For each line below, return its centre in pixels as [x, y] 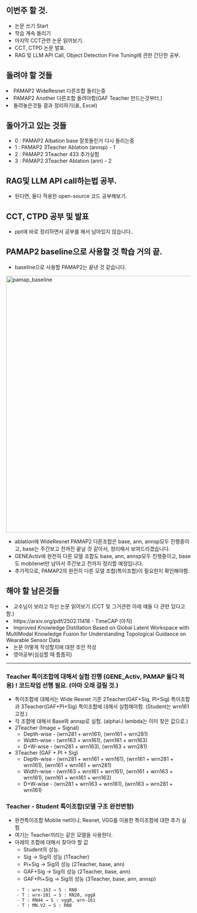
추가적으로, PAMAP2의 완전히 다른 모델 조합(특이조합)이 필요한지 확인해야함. [102, 570]
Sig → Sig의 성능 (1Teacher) [56, 857]
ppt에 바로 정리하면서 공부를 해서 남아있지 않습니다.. [74, 232]
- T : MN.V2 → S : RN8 [44, 905]
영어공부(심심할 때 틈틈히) [43, 654]
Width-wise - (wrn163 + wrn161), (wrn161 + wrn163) [85, 740]
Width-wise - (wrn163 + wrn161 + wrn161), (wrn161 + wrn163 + [98, 771]
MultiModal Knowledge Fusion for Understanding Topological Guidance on [96, 634]
